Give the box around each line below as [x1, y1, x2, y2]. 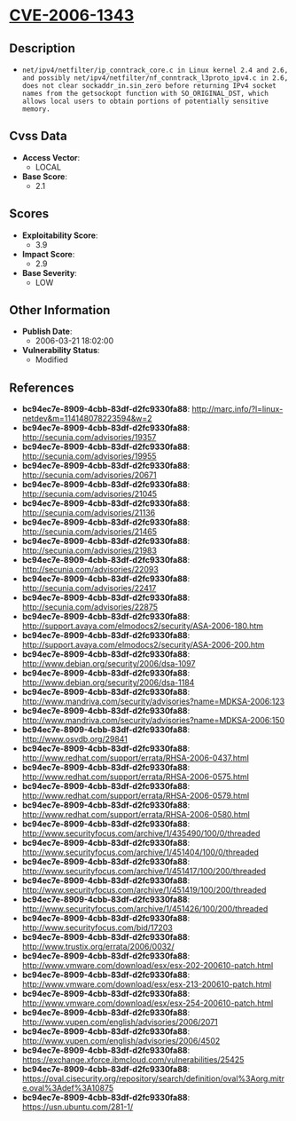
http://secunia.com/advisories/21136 [21, 508, 156, 518]
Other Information [9, 303, 111, 318]
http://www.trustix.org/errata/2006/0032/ [21, 942, 175, 952]
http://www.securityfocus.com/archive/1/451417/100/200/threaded [21, 866, 267, 877]
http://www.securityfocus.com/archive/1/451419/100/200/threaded [21, 885, 267, 896]
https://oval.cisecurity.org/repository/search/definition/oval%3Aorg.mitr [21, 1073, 285, 1084]
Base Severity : [21, 267, 77, 278]
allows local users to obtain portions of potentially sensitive [21, 97, 269, 106]
